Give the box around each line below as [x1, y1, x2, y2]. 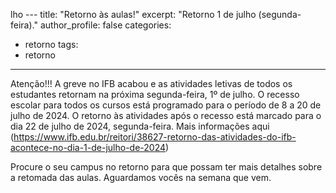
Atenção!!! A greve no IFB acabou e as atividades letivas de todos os [10, 78, 293, 89]
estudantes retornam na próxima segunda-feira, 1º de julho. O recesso [10, 89, 300, 100]
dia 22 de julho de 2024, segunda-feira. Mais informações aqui [10, 120, 270, 132]
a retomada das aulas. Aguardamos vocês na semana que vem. [10, 172, 272, 183]
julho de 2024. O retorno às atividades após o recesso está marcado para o [10, 110, 322, 121]
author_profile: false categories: [39, 19, 172, 31]
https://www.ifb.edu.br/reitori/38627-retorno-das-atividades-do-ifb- [13, 131, 297, 143]
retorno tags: [24, 39, 79, 50]
